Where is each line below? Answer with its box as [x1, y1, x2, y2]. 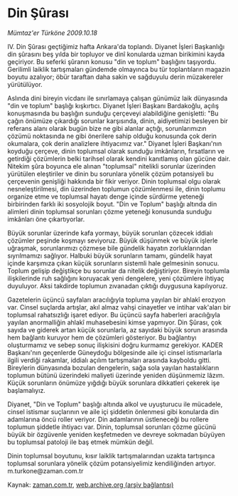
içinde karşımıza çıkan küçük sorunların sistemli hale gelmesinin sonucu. [7, 258, 220, 268]
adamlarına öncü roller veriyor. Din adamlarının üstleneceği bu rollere [7, 415, 209, 423]
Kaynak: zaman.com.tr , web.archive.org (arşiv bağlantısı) [7, 480, 174, 489]
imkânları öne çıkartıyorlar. [7, 215, 85, 223]
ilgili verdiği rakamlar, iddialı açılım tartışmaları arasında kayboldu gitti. [7, 356, 212, 364]
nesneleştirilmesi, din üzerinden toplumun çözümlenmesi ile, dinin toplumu [7, 184, 226, 193]
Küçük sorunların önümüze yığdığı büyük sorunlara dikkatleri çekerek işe [7, 379, 220, 387]
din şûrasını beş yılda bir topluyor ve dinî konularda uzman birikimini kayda [7, 50, 225, 58]
